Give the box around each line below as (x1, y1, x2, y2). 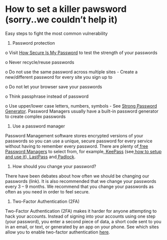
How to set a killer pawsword (5, 3, 127, 15)
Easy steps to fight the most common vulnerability (5, 30, 108, 36)
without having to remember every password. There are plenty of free (5, 143, 148, 149)
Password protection (12, 40, 55, 46)
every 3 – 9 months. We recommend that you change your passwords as (5, 183, 154, 189)
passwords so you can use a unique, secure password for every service (5, 138, 153, 144)
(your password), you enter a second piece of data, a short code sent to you (5, 218, 162, 224)
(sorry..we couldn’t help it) (5, 14, 118, 25)
